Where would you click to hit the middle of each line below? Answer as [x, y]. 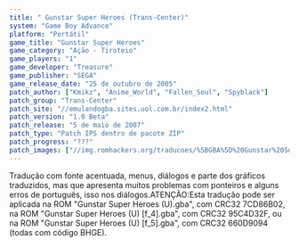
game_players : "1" [43, 59]
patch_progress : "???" [51, 142]
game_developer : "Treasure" [61, 68]
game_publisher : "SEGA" [53, 76]
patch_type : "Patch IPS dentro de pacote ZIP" [97, 134]
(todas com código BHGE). [58, 232]
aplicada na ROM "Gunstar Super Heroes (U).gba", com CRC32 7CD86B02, [147, 204]
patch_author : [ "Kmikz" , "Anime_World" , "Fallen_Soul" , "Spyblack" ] [139, 92]
